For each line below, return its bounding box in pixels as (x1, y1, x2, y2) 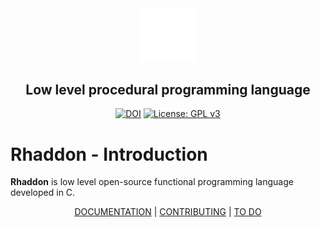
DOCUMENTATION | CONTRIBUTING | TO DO (74, 206, 262, 218)
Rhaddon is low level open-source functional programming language (10, 176, 294, 188)
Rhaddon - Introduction (10, 143, 208, 166)
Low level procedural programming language (25, 82, 311, 99)
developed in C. (10, 187, 76, 199)
